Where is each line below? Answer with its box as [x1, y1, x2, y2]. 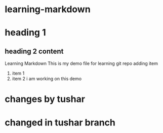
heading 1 [5, 27, 46, 39]
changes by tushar [5, 93, 86, 105]
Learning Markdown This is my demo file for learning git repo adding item [5, 60, 158, 66]
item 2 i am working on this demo [12, 76, 82, 82]
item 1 [12, 70, 25, 77]
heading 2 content [5, 47, 64, 55]
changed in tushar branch [5, 117, 116, 128]
